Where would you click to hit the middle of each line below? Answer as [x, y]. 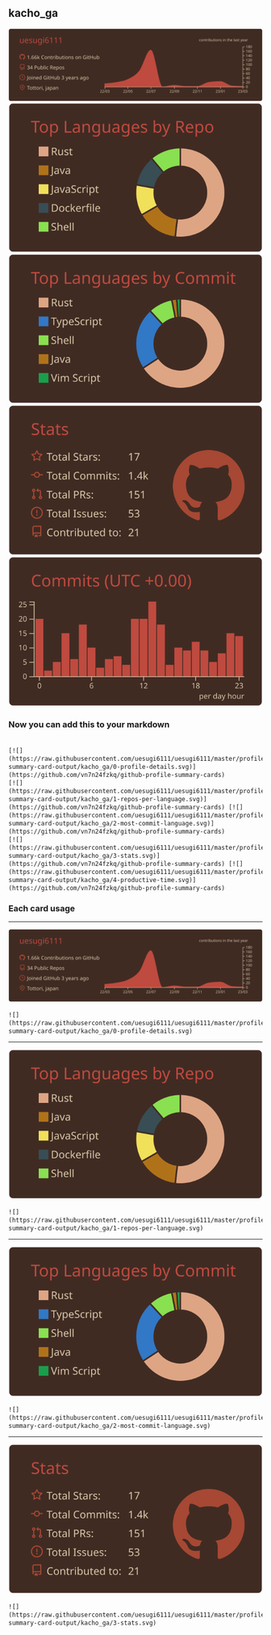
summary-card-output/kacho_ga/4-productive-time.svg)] [102, 880]
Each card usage [42, 908]
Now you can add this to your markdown [89, 725]
